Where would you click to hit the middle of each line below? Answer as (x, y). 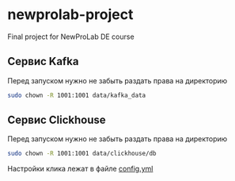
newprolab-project (70, 15)
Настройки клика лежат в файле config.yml (80, 169)
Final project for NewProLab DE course (71, 37)
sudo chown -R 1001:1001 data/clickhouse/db (82, 154)
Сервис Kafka (43, 62)
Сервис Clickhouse (57, 120)
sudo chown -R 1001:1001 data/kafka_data (77, 95)
